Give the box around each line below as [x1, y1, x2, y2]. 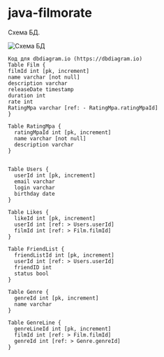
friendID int [14, 264, 52, 271]
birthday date [14, 190, 55, 197]
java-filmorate [8, 5, 93, 21]
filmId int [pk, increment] [8, 67, 90, 74]
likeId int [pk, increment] [14, 215, 96, 222]
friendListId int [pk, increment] [14, 251, 114, 259]
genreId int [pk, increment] [14, 295, 99, 302]
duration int [8, 92, 46, 99]
